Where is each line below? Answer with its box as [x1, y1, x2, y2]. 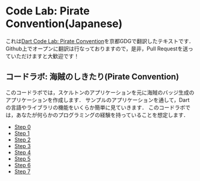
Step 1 [14, 129, 30, 137]
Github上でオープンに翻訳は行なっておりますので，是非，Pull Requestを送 [5, 45, 188, 52]
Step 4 [14, 149, 31, 156]
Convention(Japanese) [5, 17, 123, 31]
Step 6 [14, 161, 31, 168]
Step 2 [14, 136, 31, 143]
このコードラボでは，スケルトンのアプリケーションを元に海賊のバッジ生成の [5, 89, 195, 96]
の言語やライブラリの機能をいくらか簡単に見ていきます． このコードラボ [5, 104, 186, 111]
